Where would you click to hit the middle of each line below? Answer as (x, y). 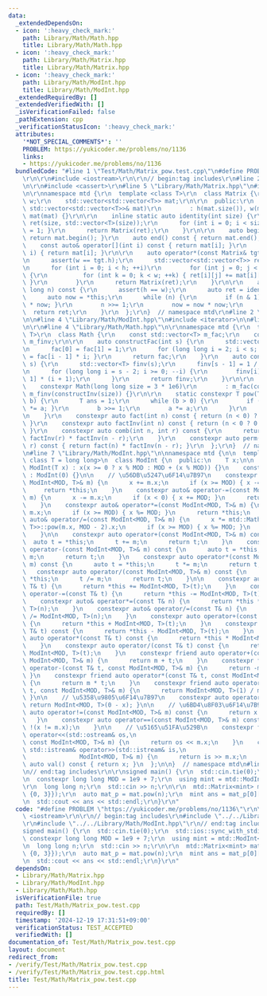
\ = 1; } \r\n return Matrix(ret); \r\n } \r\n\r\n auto (133, 231)
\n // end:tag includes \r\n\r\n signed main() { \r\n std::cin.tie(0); (140, 772)
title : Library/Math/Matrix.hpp (76, 68)
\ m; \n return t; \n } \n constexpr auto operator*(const (136, 557)
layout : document (37, 950)
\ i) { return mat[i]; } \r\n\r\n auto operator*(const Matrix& (135, 253)
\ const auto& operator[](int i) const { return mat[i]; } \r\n (135, 246)
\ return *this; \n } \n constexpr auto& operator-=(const (136, 490)
